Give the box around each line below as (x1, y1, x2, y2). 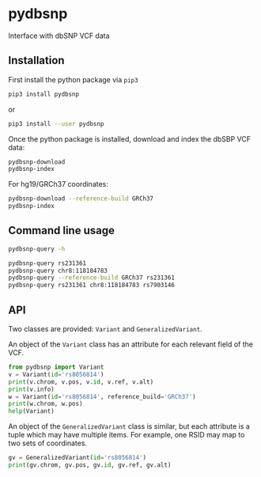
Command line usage (8, 224, 115, 237)
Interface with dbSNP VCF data (8, 31, 110, 40)
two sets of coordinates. (8, 438, 88, 448)
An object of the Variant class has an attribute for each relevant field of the (8, 339, 254, 349)
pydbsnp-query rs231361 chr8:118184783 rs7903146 (8, 282, 176, 290)
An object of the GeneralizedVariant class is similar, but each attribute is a (8, 422, 251, 431)
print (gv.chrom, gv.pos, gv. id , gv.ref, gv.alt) (8, 461, 172, 469)
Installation (8, 54, 65, 67)
